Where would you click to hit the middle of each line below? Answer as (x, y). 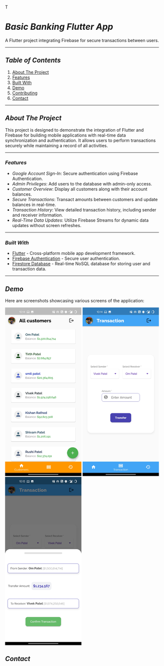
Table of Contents (33, 60)
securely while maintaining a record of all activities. (57, 145)
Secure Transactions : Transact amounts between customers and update (85, 199)
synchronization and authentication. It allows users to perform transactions (81, 140)
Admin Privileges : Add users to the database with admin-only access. (82, 184)
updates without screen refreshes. (47, 225)
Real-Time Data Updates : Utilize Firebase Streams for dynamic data (80, 220)
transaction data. (29, 269)
